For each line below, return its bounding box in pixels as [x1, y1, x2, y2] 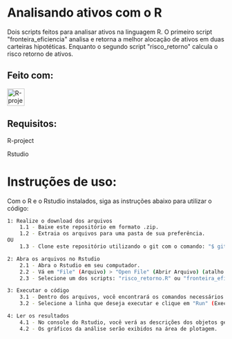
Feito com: [7, 70, 54, 81]
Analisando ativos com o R [7, 5, 162, 21]
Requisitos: [7, 118, 57, 130]
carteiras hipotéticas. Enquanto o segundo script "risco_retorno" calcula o [7, 42, 218, 50]
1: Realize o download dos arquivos [7, 217, 113, 224]
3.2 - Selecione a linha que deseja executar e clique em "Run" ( [19, 300, 215, 307]
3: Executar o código [7, 287, 70, 294]
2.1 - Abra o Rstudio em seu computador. [19, 262, 140, 269]
